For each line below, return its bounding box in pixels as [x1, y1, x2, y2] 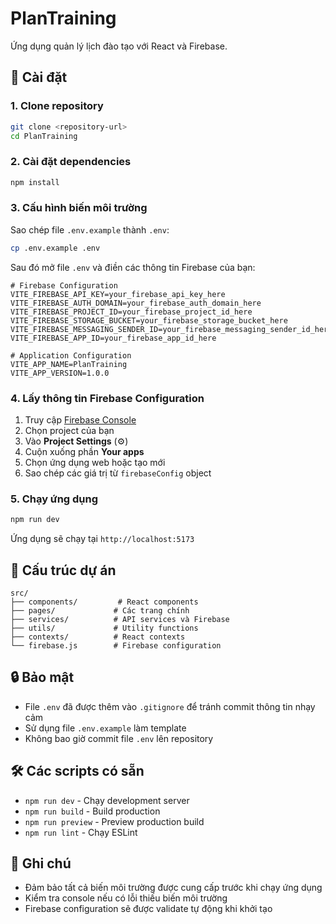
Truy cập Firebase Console [24, 414, 137, 426]
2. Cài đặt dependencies [10, 155, 132, 169]
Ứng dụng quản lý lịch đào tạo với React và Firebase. [10, 40, 228, 52]
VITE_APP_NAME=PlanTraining [10, 359, 128, 369]
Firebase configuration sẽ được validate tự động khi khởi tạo [24, 903, 273, 915]
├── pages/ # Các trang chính [10, 606, 190, 616]
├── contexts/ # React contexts [10, 632, 186, 642]
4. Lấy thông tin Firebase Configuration [10, 391, 205, 405]
